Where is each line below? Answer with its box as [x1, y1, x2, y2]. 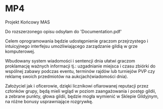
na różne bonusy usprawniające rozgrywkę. [5, 98, 93, 104]
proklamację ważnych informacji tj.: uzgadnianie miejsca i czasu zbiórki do [5, 63, 156, 69]
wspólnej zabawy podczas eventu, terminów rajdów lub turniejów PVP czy [5, 68, 155, 74]
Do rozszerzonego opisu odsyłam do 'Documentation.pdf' [5, 28, 122, 34]
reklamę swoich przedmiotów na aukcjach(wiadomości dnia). [5, 73, 128, 79]
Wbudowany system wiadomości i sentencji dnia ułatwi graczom [5, 58, 136, 64]
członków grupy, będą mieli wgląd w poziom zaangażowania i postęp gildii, [5, 88, 157, 94]
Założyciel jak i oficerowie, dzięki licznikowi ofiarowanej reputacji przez [5, 83, 149, 88]
